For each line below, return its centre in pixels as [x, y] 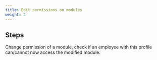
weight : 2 [16, 15]
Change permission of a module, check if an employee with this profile [79, 47]
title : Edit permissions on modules [44, 10]
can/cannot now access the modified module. [53, 52]
